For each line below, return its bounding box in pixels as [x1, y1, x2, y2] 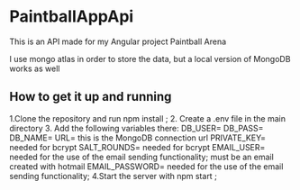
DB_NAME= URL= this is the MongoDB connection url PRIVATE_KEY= [9, 132, 267, 143]
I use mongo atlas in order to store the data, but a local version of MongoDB [9, 53, 291, 64]
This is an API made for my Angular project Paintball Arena [9, 36, 227, 47]
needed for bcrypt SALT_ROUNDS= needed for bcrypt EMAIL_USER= [9, 141, 266, 152]
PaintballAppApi [9, 6, 134, 27]
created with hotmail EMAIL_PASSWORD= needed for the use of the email [9, 160, 284, 172]
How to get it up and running [9, 89, 172, 104]
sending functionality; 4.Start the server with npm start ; [9, 170, 218, 181]
